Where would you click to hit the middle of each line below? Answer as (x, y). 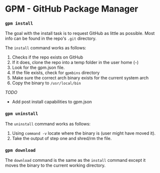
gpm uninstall (22, 114)
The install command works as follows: (46, 48)
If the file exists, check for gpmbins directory (56, 73)
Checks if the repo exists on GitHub (48, 57)
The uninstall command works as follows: (48, 124)
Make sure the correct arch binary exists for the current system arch (80, 78)
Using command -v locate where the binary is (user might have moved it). (84, 133)
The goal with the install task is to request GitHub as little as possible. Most (80, 33)
